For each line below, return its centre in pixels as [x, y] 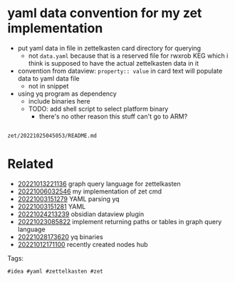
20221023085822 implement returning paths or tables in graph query [120, 221]
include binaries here [59, 101]
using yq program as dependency [67, 94]
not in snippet [48, 86]
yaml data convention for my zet [105, 13]
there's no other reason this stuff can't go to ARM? [113, 116]
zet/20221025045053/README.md [52, 136]
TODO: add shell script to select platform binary [98, 109]
